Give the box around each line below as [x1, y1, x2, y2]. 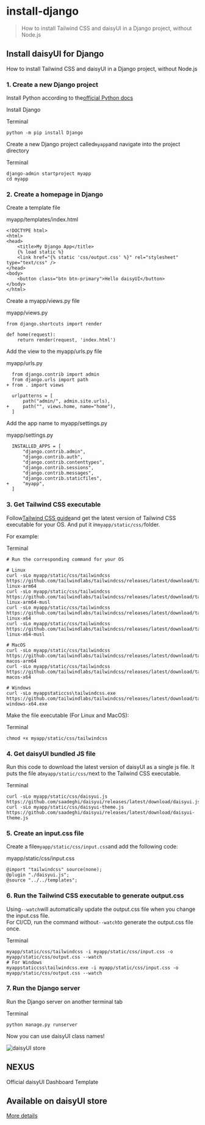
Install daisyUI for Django [6, 49, 104, 59]
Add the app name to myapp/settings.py [6, 420, 108, 427]
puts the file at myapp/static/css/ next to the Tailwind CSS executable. [6, 770, 181, 777]
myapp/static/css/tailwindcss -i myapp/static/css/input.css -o [6, 948, 173, 955]
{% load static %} [17, 249, 64, 255]
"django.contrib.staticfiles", [22, 475, 103, 481]
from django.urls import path [12, 377, 88, 383]
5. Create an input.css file [6, 829, 84, 837]
